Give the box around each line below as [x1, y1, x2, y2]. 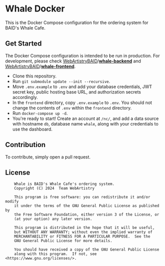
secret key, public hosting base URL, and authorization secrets [12, 88, 141, 95]
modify [5, 199, 19, 204]
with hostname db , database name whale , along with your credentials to [12, 120, 159, 126]
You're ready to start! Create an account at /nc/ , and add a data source [12, 115, 159, 121]
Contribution [5, 140, 46, 149]
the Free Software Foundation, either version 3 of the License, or [14, 212, 160, 217]
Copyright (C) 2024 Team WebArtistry [14, 186, 95, 191]
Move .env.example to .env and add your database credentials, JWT [12, 83, 153, 89]
